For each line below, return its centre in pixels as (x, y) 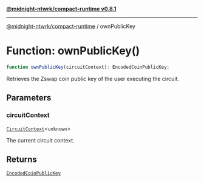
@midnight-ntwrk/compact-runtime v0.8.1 (61, 9)
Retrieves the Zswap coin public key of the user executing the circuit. (93, 79)
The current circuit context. (40, 140)
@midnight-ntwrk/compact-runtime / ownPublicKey (71, 26)
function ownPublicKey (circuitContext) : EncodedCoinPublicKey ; (88, 67)
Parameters (29, 98)
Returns (22, 159)
